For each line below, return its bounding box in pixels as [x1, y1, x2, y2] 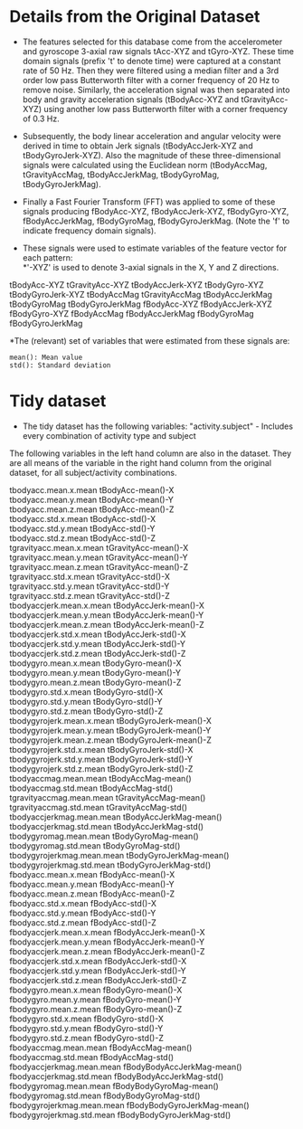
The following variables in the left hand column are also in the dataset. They [9, 448, 292, 459]
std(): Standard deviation [9, 360, 111, 370]
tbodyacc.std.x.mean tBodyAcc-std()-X [9, 513, 156, 524]
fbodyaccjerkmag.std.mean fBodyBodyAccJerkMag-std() [9, 1070, 224, 1082]
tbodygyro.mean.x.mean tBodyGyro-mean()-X [9, 658, 182, 669]
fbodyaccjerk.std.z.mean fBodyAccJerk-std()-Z [9, 974, 187, 985]
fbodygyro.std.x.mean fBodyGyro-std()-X [9, 1013, 165, 1024]
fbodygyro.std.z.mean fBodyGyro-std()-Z [9, 1032, 165, 1043]
